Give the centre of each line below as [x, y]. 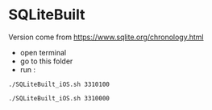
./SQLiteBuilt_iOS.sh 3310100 [59, 84]
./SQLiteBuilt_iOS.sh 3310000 [59, 98]
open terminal [43, 52]
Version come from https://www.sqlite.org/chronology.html [106, 37]
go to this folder [46, 61]
